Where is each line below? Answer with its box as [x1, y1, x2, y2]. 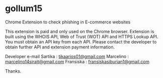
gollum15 [5, 3, 43, 14]
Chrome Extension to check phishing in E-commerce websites [5, 19, 131, 25]
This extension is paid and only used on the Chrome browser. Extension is [5, 28, 154, 34]
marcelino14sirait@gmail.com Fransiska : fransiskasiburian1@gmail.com [5, 58, 150, 64]
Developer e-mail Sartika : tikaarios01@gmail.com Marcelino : [5, 53, 129, 59]
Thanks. [5, 68, 22, 74]
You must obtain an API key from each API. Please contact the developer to [5, 39, 157, 44]
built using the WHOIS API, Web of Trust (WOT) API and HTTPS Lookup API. [5, 34, 159, 39]
